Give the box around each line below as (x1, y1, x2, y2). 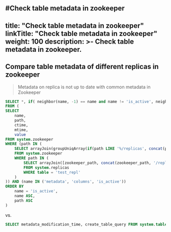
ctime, (14, 122, 28, 127)
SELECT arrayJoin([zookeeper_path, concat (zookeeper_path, (23, 160, 152, 165)
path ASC (14, 198, 33, 203)
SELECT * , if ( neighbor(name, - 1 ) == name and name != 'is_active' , (5, 99, 154, 104)
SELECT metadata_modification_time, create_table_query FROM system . (5, 222, 156, 227)
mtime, (14, 127, 28, 132)
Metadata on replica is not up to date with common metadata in (17, 84, 151, 90)
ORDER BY (5, 184, 24, 189)
